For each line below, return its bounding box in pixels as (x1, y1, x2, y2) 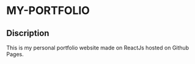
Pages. (6, 51, 24, 58)
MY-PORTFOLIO (6, 4, 90, 18)
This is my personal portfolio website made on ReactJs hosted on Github (6, 44, 189, 51)
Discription (6, 28, 50, 38)
